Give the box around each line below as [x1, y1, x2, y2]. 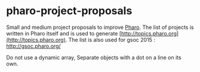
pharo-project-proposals [6, 4, 133, 18]
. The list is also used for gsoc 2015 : [65, 36, 155, 43]
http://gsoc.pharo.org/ [6, 42, 61, 50]
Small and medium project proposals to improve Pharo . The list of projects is [6, 24, 194, 31]
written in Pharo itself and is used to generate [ [6, 30, 122, 37]
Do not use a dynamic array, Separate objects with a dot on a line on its [6, 54, 181, 61]
